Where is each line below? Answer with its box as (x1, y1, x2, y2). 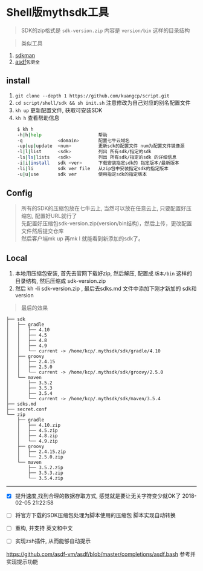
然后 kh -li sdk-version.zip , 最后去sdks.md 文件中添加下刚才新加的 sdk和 (14, 285, 197, 292)
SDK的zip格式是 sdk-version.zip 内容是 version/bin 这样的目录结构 (21, 27, 190, 34)
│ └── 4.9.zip (17, 438, 59, 444)
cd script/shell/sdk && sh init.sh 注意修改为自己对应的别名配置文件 (14, 99, 191, 106)
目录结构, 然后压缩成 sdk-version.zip (14, 277, 106, 285)
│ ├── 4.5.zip (17, 427, 59, 434)
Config (6, 188, 33, 199)
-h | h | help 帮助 (17, 131, 108, 138)
